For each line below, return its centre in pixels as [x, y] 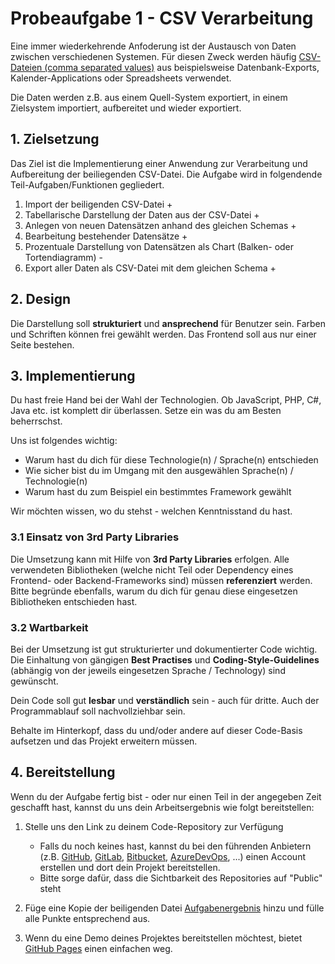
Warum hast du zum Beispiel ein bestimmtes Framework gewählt [158, 492]
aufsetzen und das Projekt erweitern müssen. [104, 741]
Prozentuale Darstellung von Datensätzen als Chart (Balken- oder [159, 246]
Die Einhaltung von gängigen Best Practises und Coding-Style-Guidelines [165, 659]
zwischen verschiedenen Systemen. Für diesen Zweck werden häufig [153, 56]
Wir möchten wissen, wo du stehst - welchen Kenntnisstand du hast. [151, 511]
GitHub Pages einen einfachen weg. [98, 948]
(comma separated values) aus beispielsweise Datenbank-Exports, [182, 67]
